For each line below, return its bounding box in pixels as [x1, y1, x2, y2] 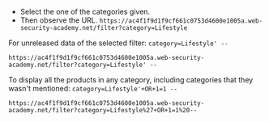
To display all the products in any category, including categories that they [8, 75, 254, 84]
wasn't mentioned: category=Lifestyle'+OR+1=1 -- [8, 84, 178, 93]
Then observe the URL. [19, 15, 98, 25]
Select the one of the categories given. [19, 7, 151, 16]
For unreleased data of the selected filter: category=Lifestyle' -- [8, 38, 228, 48]
